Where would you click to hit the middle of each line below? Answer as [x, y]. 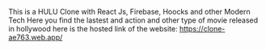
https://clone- [202, 29]
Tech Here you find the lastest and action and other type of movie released [133, 20]
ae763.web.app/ [36, 37]
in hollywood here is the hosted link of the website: [93, 29]
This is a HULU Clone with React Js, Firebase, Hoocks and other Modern [129, 12]
